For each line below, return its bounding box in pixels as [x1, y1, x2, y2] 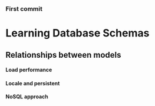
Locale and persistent [5, 79, 60, 87]
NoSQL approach [5, 93, 48, 100]
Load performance [5, 67, 52, 74]
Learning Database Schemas [5, 26, 150, 40]
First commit [5, 5, 42, 13]
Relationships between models [5, 49, 121, 60]
